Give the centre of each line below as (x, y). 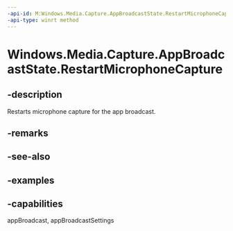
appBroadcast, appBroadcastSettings (61, 221)
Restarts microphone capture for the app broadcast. (81, 111)
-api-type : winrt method (43, 20)
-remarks (28, 133)
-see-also (29, 157)
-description (35, 95)
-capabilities (35, 204)
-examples (31, 180)
